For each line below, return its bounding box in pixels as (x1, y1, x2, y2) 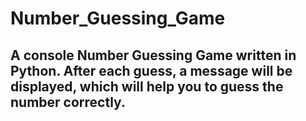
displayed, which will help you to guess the (10, 78, 284, 95)
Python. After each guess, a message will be (10, 62, 293, 79)
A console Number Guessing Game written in (10, 47, 297, 64)
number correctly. (10, 93, 126, 111)
